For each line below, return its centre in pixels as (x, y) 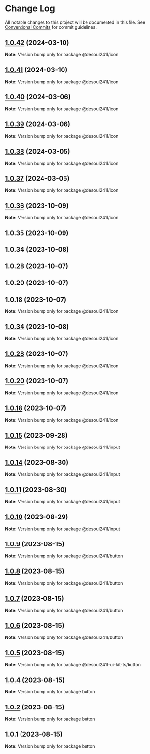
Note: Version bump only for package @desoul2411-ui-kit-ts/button (73, 664)
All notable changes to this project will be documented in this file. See (75, 22)
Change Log (30, 9)
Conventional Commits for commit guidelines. (51, 27)
